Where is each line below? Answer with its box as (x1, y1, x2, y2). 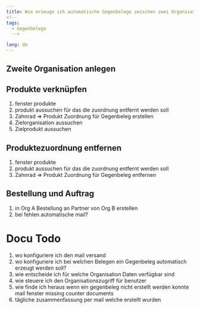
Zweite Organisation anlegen (6, 64, 116, 74)
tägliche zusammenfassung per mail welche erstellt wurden (14, 296, 161, 303)
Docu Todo (6, 232, 61, 246)
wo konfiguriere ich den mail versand (14, 252, 106, 259)
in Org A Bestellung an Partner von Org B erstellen (14, 204, 138, 212)
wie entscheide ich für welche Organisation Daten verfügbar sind (14, 270, 175, 278)
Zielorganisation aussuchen (14, 119, 83, 126)
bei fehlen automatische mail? (14, 210, 88, 218)
